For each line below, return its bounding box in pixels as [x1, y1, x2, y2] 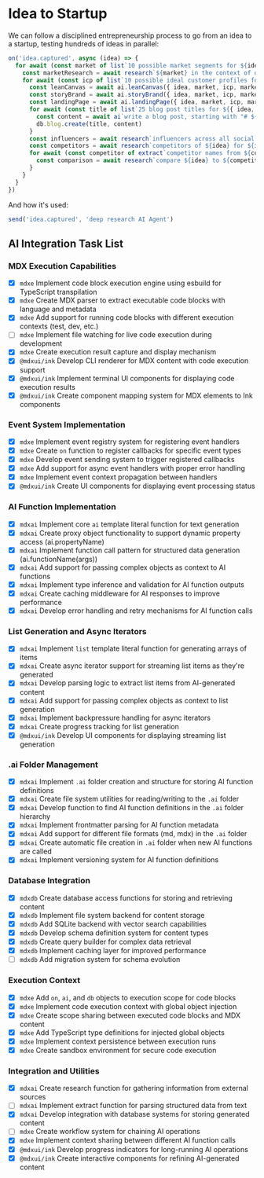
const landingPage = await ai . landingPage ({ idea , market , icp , [28, 98, 244, 106]
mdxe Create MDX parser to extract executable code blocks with [19, 295, 225, 305]
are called [19, 846, 53, 857]
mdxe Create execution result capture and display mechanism [19, 347, 217, 357]
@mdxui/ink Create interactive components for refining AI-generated [19, 1153, 240, 1163]
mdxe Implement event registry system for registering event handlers [19, 437, 240, 446]
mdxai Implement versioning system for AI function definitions [19, 855, 219, 864]
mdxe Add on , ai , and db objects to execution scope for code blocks [19, 993, 236, 1002]
